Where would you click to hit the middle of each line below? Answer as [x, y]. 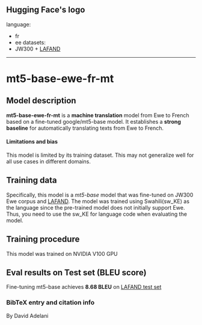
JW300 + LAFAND [38, 49]
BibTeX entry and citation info [50, 303]
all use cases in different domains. [49, 162]
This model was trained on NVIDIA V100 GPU [62, 254]
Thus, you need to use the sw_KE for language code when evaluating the [97, 214]
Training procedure [43, 239]
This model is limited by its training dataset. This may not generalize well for [100, 155]
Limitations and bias [32, 142]
